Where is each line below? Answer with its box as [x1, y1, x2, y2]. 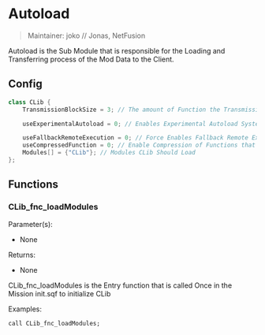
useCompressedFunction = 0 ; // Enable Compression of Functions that [22, 141, 256, 150]
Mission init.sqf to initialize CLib [8, 288, 111, 298]
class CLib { [8, 98, 51, 106]
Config [8, 77, 43, 91]
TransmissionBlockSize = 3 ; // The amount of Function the [22, 106, 221, 114]
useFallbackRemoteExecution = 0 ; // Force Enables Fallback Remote [22, 134, 248, 142]
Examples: [8, 304, 42, 314]
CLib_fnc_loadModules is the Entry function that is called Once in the [8, 281, 233, 290]
